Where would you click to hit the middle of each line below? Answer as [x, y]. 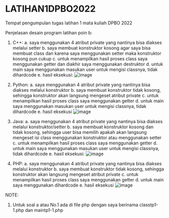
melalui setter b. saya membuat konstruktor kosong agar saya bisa [81, 48]
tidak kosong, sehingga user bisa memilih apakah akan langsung [80, 132]
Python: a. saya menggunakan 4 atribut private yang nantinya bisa [81, 85]
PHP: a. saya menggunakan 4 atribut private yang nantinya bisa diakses [87, 163]
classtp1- [149, 205]
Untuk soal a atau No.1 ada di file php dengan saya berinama [75, 205]
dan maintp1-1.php [44, 210]
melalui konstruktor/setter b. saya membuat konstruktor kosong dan [83, 127]
